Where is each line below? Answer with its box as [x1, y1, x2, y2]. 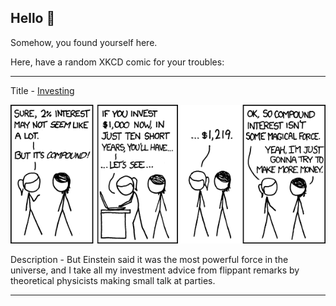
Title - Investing [10, 84, 75, 96]
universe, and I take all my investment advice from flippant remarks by [10, 264, 300, 276]
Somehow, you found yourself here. [10, 36, 158, 48]
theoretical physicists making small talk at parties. [10, 274, 216, 286]
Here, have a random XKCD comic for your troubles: [10, 56, 225, 68]
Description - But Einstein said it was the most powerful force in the [10, 253, 289, 265]
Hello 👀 [10, 10, 56, 27]
